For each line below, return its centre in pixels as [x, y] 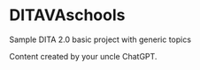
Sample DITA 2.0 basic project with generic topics [100, 39]
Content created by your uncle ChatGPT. [83, 56]
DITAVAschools [67, 15]
